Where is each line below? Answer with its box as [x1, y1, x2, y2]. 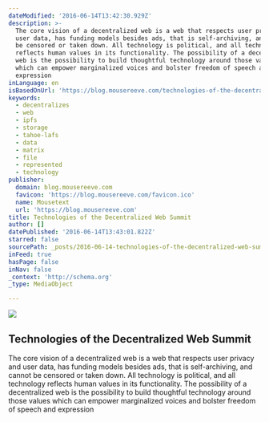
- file [15, 153, 38, 161]
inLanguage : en [8, 79, 59, 87]
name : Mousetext [15, 198, 70, 206]
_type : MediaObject [8, 280, 74, 289]
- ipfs [15, 116, 38, 124]
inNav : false [8, 266, 52, 274]
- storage [15, 124, 48, 132]
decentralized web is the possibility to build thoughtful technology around [8, 387, 251, 397]
